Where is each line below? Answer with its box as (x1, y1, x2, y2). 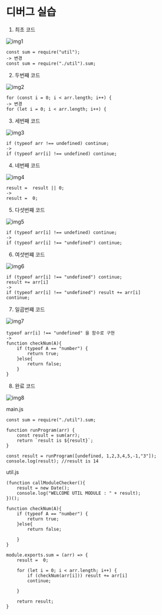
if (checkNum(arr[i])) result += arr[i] (27, 573, 128, 578)
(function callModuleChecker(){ (6, 480, 85, 486)
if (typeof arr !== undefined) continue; (6, 140, 110, 146)
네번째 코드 (14, 161, 41, 168)
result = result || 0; (6, 185, 65, 191)
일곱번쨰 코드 (14, 306, 45, 313)
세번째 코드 (14, 117, 41, 124)
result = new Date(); (16, 485, 70, 491)
